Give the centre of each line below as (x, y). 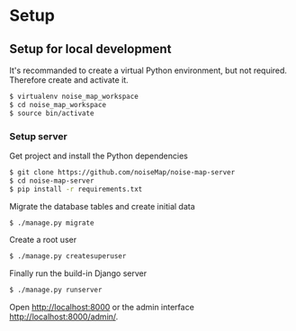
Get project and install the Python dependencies (99, 156)
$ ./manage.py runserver (56, 290)
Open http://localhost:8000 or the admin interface (102, 308)
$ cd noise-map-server (52, 181)
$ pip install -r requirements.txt (76, 189)
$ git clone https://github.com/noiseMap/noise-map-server (122, 172)
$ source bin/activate (52, 113)
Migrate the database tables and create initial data (102, 206)
